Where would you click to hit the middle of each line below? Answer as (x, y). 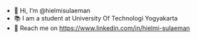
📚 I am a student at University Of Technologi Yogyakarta (96, 18)
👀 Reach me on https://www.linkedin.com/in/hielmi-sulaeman (102, 28)
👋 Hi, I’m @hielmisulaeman (52, 11)
